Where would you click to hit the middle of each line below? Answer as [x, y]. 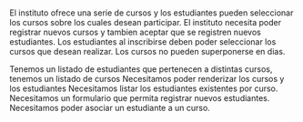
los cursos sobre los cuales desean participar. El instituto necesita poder [146, 23]
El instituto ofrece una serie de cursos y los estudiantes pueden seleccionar [151, 13]
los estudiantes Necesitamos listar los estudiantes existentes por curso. [144, 88]
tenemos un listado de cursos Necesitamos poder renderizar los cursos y [147, 79]
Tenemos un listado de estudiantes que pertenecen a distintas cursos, [141, 69]
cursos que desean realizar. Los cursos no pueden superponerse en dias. [147, 52]
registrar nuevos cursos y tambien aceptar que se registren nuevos [135, 32]
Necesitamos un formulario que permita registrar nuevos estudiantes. [140, 98]
